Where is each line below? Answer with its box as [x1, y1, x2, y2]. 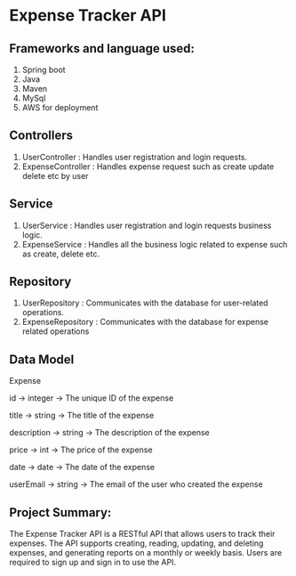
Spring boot [21, 64, 66, 75]
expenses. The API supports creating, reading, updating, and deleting [9, 538, 264, 548]
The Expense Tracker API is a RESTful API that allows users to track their [9, 529, 276, 539]
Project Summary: [9, 505, 112, 520]
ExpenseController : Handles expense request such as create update [21, 161, 275, 172]
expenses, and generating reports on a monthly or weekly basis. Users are [9, 548, 283, 558]
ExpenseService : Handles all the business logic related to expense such [21, 239, 288, 249]
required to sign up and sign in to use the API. [9, 557, 177, 568]
